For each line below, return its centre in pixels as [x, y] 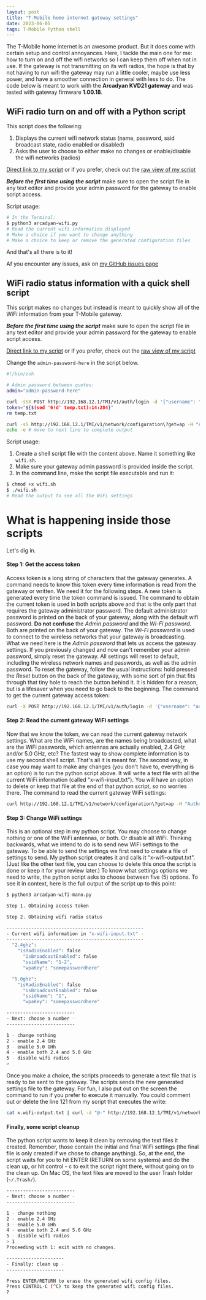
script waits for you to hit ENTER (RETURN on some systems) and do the [98, 1160]
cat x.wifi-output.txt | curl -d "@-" [56, 1113]
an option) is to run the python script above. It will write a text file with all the [103, 773]
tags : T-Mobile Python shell [44, 29]
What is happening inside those [89, 520]
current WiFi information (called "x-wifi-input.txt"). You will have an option [100, 780]
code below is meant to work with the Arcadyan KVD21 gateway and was [100, 86]
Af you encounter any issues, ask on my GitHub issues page [82, 264]
